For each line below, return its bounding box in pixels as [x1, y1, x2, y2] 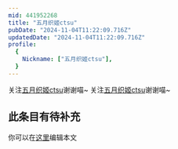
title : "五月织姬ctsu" [8, 19, 78, 27]
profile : [8, 41, 37, 49]
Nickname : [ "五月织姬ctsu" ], [22, 56, 113, 64]
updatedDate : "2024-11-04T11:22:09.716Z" [8, 33, 146, 42]
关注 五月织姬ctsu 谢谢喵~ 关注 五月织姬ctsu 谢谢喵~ [8, 85, 171, 94]
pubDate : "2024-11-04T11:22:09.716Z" [8, 26, 132, 34]
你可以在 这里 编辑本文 [8, 133, 77, 142]
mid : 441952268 [8, 11, 58, 20]
